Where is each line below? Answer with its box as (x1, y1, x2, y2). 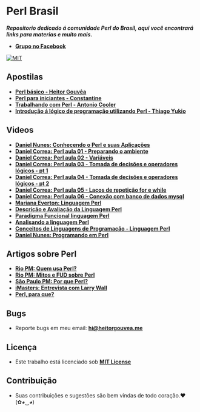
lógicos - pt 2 (15, 180, 50, 187)
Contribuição (6, 376, 58, 386)
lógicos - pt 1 (15, 167, 48, 174)
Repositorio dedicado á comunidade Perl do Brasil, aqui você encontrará (6, 24, 194, 32)
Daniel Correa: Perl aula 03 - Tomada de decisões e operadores (15, 160, 178, 167)
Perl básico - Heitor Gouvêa (15, 88, 87, 95)
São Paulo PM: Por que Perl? (15, 278, 88, 285)
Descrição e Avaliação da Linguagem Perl (15, 205, 122, 213)
